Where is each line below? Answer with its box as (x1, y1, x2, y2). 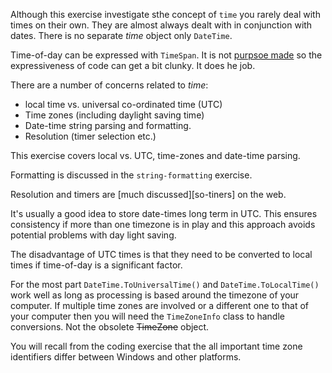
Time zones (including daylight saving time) (24, 109, 205, 121)
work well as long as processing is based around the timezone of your (10, 289, 300, 301)
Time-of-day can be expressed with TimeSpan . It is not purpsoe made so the (10, 49, 323, 61)
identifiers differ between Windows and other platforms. (10, 351, 242, 363)
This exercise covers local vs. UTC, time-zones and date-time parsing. (10, 150, 301, 161)
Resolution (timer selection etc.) (24, 130, 157, 142)
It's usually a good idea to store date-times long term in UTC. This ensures (10, 208, 318, 219)
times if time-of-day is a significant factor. (10, 259, 183, 271)
